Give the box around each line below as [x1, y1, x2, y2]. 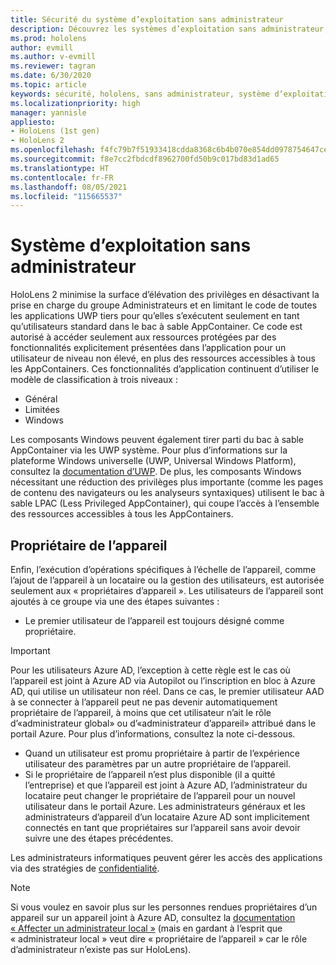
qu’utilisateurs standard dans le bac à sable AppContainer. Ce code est [10, 321, 303, 333]
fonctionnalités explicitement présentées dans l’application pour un [10, 342, 287, 354]
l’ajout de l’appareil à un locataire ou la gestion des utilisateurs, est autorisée [10, 574, 325, 586]
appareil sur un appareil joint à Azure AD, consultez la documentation [10, 912, 296, 923]
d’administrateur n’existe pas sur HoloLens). [10, 944, 192, 955]
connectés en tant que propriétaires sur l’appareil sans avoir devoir [24, 822, 301, 833]
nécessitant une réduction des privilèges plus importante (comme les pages [10, 476, 324, 488]
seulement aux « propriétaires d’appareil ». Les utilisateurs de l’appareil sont [10, 585, 324, 596]
